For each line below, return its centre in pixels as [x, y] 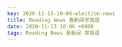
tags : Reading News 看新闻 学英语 [53, 33]
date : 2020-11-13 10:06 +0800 [51, 26]
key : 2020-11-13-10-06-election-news [61, 13]
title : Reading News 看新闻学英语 [53, 20]
